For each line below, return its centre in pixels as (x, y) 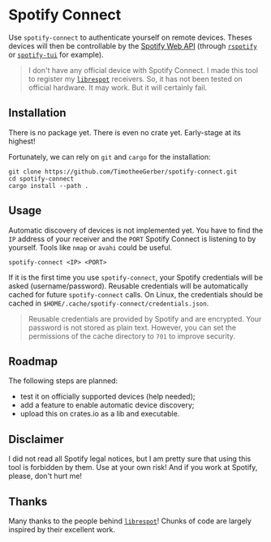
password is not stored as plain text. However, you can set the (132, 327)
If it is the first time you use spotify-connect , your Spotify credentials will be (136, 277)
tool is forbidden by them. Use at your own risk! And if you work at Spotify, (133, 467)
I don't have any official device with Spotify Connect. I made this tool (143, 70)
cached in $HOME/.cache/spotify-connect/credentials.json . (109, 303)
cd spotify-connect (41, 179)
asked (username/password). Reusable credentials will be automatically (129, 286)
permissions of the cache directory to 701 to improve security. (131, 336)
